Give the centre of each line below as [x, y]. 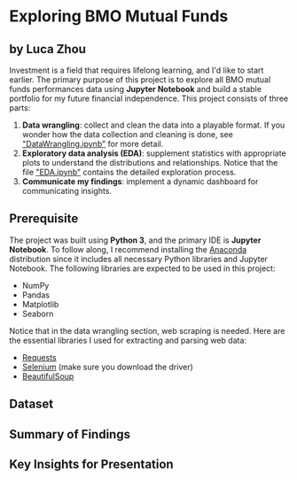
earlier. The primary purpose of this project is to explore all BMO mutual [140, 80]
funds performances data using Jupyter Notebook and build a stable [135, 89]
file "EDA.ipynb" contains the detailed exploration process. [129, 172]
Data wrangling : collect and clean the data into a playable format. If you [153, 125]
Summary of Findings [70, 434]
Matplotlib [40, 304]
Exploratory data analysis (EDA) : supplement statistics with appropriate [154, 153]
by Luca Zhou [48, 49]
